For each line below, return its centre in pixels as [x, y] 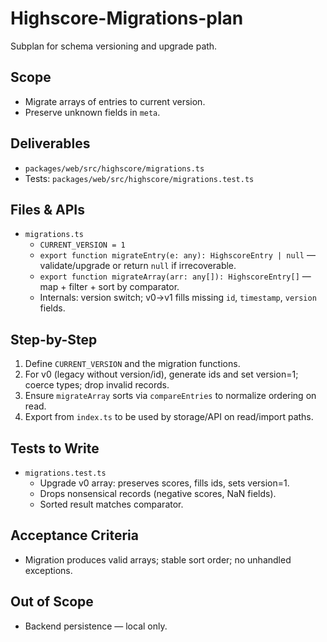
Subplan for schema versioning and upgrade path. [114, 46]
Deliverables [50, 143]
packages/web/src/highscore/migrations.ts [114, 168]
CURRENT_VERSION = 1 [82, 245]
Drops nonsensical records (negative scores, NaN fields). [158, 493]
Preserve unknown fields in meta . [92, 112]
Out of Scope [52, 602]
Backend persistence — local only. [96, 626]
